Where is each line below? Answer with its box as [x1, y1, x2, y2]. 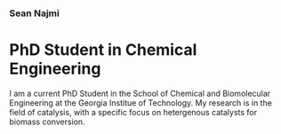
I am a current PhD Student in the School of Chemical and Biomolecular [9, 88, 271, 99]
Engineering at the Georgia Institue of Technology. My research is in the [9, 97, 273, 108]
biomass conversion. [9, 116, 86, 127]
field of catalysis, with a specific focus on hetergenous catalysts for [9, 106, 258, 117]
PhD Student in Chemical [9, 40, 197, 60]
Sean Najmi [9, 7, 60, 20]
